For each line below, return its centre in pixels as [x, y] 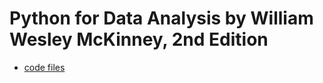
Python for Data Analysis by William [161, 18]
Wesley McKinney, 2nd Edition [139, 39]
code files [44, 67]
